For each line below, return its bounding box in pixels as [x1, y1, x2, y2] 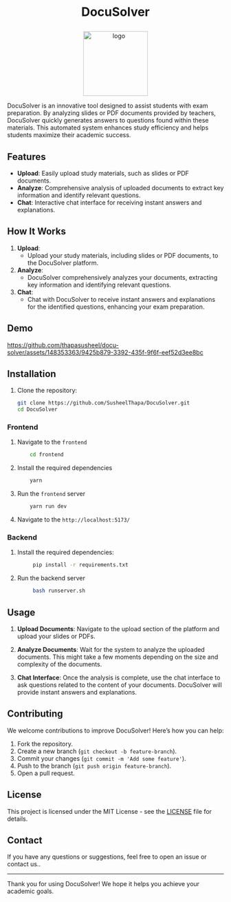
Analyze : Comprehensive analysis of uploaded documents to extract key [16, 184, 224, 192]
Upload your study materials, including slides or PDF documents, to [27, 251, 219, 259]
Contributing [7, 708, 63, 720]
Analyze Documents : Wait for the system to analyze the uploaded [16, 645, 205, 653]
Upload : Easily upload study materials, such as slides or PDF [16, 170, 189, 177]
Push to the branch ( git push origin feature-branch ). [16, 761, 172, 770]
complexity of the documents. [16, 659, 102, 668]
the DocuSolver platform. [27, 258, 99, 267]
